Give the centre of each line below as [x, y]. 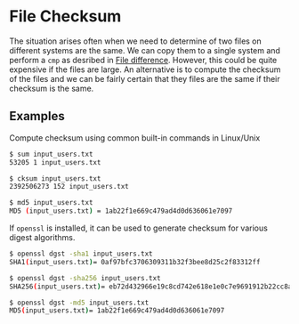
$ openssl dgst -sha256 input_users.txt [85, 278]
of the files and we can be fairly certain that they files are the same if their [145, 78]
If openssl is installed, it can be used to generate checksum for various [139, 228]
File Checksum [65, 16]
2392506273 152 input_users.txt [69, 187]
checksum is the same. [52, 88]
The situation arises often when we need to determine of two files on [136, 41]
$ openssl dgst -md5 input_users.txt [79, 303]
